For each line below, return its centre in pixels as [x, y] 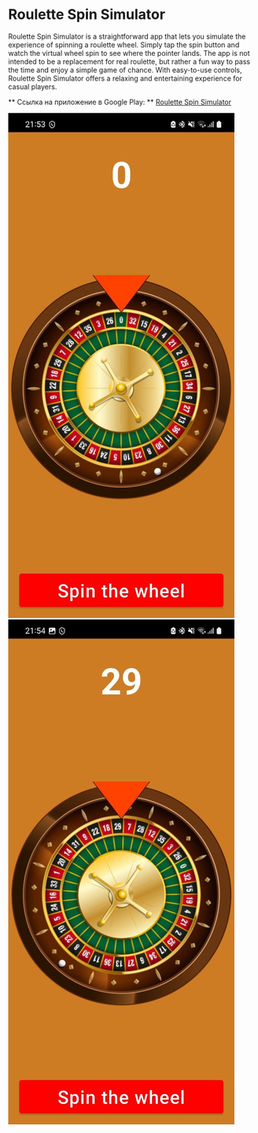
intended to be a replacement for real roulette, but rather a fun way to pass [129, 62]
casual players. [33, 86]
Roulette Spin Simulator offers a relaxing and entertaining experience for [125, 78]
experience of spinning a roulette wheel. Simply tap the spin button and [124, 44]
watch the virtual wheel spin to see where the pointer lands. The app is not [129, 53]
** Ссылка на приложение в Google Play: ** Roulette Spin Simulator [120, 102]
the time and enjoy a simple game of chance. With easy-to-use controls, [125, 69]
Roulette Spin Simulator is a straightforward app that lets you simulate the [127, 36]
